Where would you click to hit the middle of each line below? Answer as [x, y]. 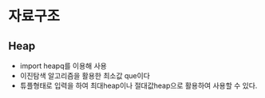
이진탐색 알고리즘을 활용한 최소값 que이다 [85, 75]
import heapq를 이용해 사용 [63, 66]
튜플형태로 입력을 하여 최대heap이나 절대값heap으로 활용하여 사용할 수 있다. [138, 85]
